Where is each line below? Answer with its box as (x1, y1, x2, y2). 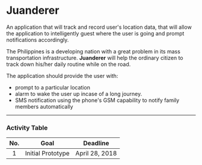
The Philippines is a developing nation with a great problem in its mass (6, 47, 180, 55)
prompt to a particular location (14, 83, 90, 91)
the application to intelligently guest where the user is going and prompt (6, 29, 185, 37)
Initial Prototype (25, 149, 70, 158)
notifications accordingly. (6, 36, 69, 43)
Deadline (83, 139, 109, 148)
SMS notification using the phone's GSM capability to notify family (14, 97, 180, 104)
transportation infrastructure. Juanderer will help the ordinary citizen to (6, 54, 183, 61)
